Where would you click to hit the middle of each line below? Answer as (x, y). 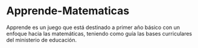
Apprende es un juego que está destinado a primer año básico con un (93, 27)
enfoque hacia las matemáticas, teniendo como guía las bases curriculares (99, 33)
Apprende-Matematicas (68, 11)
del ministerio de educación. (42, 40)
